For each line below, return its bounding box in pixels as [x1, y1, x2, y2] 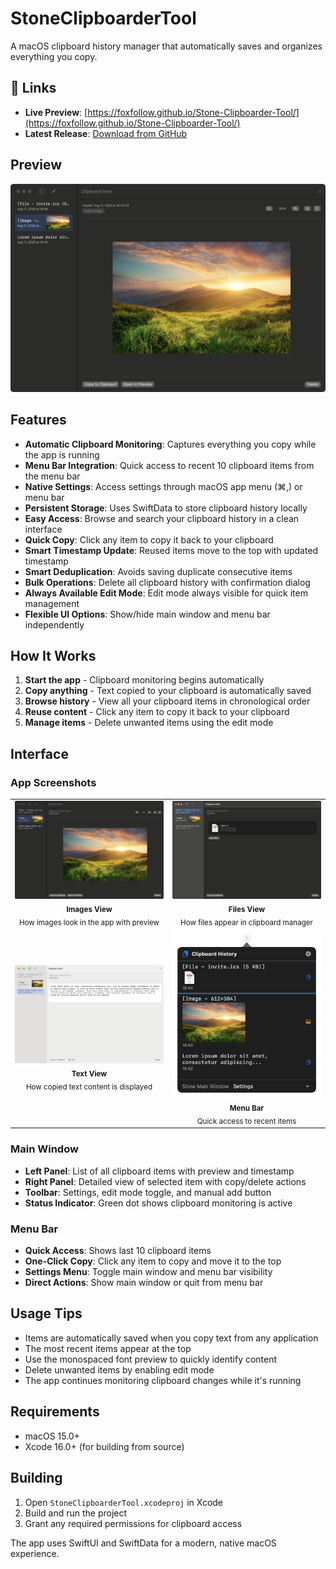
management [24, 597, 80, 609]
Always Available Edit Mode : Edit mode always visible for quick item [24, 587, 308, 599]
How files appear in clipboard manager [180, 917, 314, 927]
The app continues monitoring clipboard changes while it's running [24, 1374, 302, 1386]
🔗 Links [10, 80, 57, 97]
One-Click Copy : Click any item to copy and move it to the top [24, 1255, 282, 1267]
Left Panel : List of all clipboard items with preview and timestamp [24, 1165, 295, 1177]
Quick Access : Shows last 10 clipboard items [24, 1245, 212, 1257]
